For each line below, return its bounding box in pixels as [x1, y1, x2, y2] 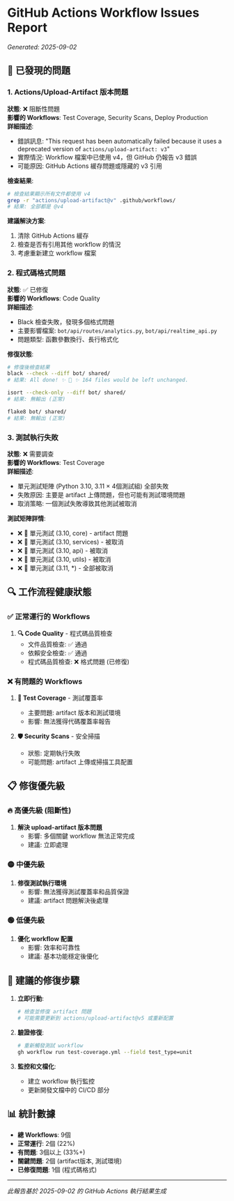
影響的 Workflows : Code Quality [7, 294, 100, 303]
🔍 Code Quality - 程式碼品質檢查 [17, 629, 113, 637]
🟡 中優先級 [7, 859, 45, 869]
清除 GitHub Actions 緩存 [17, 231, 89, 240]
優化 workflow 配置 [17, 935, 73, 943]
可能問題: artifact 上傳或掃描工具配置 [27, 758, 134, 766]
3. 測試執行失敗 [7, 432, 59, 442]
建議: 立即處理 [27, 840, 68, 848]
